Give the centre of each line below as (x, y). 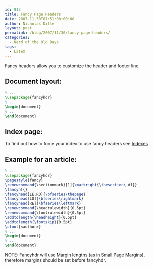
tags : (11, 47)
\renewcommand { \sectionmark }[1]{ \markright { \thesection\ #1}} (71, 185)
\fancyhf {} (16, 189)
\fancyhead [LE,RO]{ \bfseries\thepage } (45, 194)
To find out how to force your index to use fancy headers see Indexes (77, 144)
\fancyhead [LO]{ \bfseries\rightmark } (44, 199)
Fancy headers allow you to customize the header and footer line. (72, 66)
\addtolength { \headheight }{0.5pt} (41, 217)
